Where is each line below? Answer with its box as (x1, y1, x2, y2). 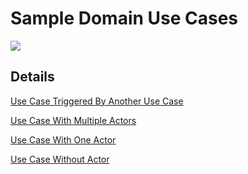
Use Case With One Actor (10, 133, 117, 146)
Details (10, 68, 55, 86)
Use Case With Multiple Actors (10, 114, 137, 126)
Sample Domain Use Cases (10, 7, 239, 30)
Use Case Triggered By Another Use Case (10, 95, 184, 107)
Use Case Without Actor (10, 153, 110, 165)
